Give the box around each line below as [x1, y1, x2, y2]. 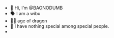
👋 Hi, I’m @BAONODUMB [10, 5, 63, 11]
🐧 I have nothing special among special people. [10, 23, 109, 29]
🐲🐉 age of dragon [10, 18, 47, 24]
